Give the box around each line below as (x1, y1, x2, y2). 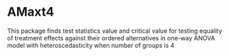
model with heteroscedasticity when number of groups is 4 (7, 41, 175, 49)
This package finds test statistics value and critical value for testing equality (7, 27, 222, 35)
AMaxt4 (7, 4, 54, 20)
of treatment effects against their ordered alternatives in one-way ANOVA (7, 33, 215, 42)
